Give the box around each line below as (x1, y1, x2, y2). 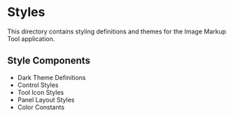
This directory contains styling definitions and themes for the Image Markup (7, 27, 227, 36)
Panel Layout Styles (17, 95, 75, 104)
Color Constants (17, 102, 65, 111)
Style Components (7, 55, 91, 67)
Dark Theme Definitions (17, 73, 86, 81)
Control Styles (17, 81, 59, 89)
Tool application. (7, 34, 55, 42)
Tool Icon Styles (17, 88, 64, 96)
